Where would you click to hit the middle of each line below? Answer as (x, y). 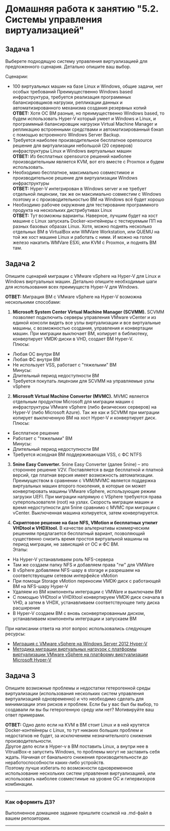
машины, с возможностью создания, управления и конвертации (83, 328)
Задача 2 (20, 264)
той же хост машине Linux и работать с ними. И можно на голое (82, 237)
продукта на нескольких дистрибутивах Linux (62, 210)
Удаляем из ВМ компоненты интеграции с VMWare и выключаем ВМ (87, 592)
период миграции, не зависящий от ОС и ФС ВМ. (66, 544)
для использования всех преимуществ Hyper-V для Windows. (72, 286)
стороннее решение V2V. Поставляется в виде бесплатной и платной (88, 469)
